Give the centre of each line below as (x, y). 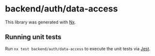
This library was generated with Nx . (40, 22)
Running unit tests (33, 37)
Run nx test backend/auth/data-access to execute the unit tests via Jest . (78, 48)
